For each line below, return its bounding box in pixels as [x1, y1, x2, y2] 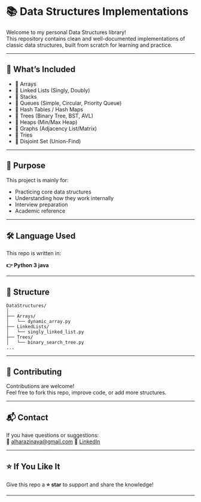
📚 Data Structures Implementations [6, 5, 188, 19]
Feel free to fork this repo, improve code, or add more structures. [6, 389, 167, 396]
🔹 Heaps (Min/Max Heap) [14, 118, 78, 126]
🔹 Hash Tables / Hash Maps [14, 105, 84, 113]
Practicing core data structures [14, 188, 92, 195]
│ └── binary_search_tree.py [6, 340, 84, 346]
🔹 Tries [14, 131, 33, 138]
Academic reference [14, 207, 66, 214]
